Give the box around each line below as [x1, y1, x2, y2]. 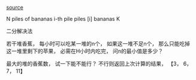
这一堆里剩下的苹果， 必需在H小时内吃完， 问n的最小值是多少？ [6, 47, 164, 55]
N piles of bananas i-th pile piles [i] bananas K [6, 15, 120, 22]
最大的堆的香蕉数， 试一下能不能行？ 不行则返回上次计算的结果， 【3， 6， [6, 60, 192, 67]
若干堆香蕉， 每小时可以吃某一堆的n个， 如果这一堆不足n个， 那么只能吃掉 [6, 40, 191, 47]
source [6, 4, 24, 11]
